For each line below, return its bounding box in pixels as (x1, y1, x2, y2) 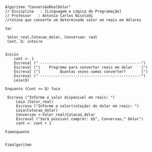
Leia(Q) (14, 78, 29, 83)
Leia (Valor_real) (16, 99, 54, 104)
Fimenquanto (5, 129, 29, 134)
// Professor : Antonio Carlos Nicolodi (5, 13, 93, 18)
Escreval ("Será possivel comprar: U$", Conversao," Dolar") (16, 117, 144, 122)
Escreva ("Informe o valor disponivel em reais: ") (7, 95, 115, 100)
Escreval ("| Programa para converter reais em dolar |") (14, 65, 148, 70)
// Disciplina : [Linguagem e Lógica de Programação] (5, 9, 122, 14)
